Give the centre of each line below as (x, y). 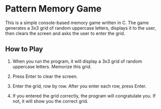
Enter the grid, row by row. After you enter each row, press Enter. (79, 86)
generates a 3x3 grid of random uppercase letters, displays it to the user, (81, 28)
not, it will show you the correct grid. (50, 101)
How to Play (24, 49)
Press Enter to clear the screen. (45, 76)
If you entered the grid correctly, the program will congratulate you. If (84, 95)
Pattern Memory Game (53, 9)
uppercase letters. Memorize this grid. (52, 66)
